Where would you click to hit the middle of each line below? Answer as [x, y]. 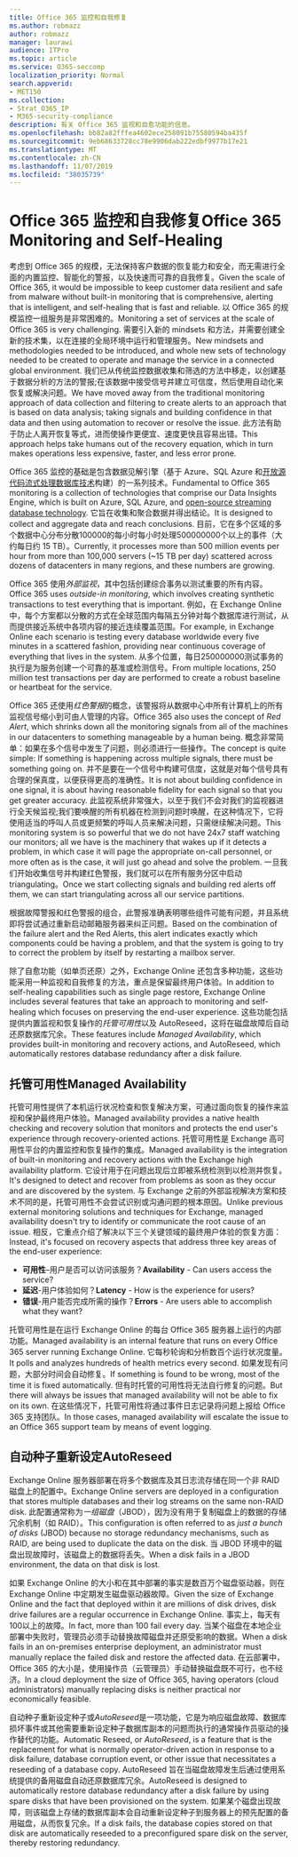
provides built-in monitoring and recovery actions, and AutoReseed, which [145, 1044]
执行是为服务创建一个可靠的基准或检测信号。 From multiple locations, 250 [143, 668]
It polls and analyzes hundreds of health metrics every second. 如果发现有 [145, 1363]
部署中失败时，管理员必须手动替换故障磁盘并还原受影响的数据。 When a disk [149, 1637]
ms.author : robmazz [45, 26]
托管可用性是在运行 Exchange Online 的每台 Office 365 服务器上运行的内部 [145, 1330]
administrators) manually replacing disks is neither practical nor [125, 1689]
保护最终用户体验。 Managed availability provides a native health [142, 1118]
